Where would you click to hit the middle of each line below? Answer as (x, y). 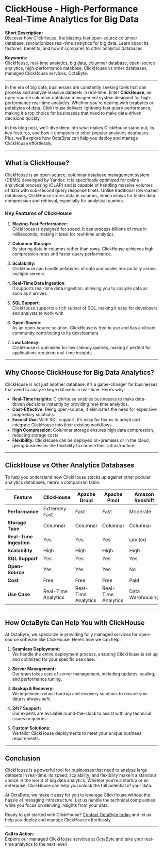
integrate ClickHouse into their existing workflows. (62, 425)
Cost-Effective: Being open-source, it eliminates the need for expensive (84, 409)
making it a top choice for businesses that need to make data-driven (73, 113)
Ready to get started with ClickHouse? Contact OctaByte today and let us (78, 815)
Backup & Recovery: (33, 689)
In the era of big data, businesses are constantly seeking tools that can (76, 87)
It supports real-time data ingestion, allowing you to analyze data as (80, 289)
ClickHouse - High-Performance (72, 9)
